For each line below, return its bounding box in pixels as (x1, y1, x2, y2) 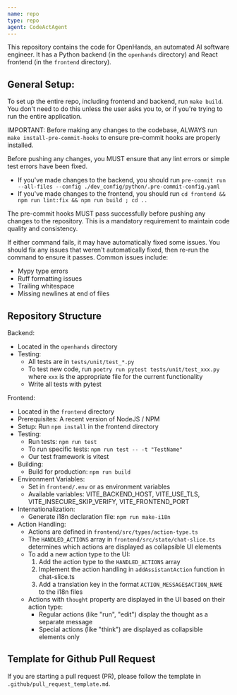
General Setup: (7, 78, 75, 90)
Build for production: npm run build (28, 467, 131, 476)
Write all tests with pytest (28, 380, 102, 388)
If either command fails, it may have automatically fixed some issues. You (7, 238, 220, 247)
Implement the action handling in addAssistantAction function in (38, 565, 226, 573)
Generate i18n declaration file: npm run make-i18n (28, 513, 171, 520)
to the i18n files (38, 588, 83, 596)
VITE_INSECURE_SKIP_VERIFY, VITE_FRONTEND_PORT (28, 498, 190, 506)
